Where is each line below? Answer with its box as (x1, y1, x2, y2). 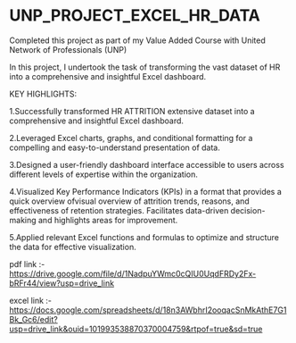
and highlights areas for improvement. (37, 214, 178, 225)
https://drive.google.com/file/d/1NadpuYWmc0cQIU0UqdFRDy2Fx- (9, 268, 257, 279)
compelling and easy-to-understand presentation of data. (9, 142, 220, 153)
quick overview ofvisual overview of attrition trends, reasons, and (9, 196, 250, 206)
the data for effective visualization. (9, 241, 136, 252)
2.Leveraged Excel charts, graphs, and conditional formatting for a (9, 132, 253, 143)
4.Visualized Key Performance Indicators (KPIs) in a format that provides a (9, 186, 283, 197)
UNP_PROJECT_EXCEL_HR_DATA (9, 5, 260, 26)
